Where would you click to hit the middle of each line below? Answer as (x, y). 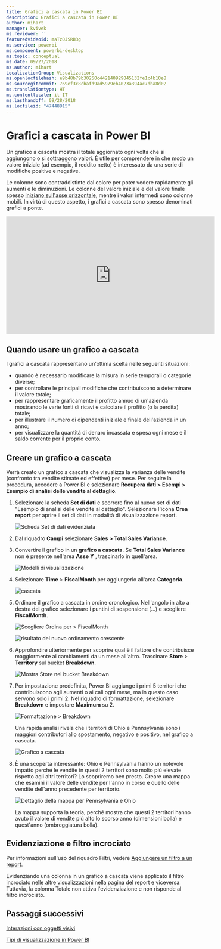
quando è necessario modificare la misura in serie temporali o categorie (103, 375)
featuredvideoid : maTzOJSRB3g (44, 39)
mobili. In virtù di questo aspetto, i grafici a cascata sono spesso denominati (99, 202)
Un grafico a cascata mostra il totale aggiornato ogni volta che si (85, 152)
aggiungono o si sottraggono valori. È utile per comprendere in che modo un (100, 158)
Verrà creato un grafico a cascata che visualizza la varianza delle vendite (96, 472)
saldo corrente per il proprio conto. (58, 439)
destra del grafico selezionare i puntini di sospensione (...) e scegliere (100, 609)
